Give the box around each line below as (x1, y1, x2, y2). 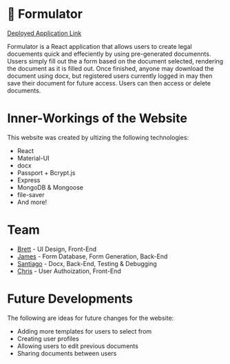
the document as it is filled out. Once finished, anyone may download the (7, 64, 214, 72)
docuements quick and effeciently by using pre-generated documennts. (7, 50, 211, 58)
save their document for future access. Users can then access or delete (7, 79, 211, 87)
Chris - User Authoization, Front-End (17, 267, 122, 275)
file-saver (17, 190, 45, 199)
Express (17, 176, 41, 184)
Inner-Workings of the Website (7, 110, 188, 126)
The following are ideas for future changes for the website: (7, 314, 174, 322)
